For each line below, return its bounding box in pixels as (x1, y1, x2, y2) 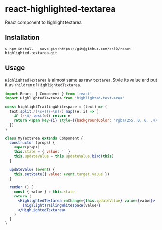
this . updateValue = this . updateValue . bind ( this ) (14, 154, 114, 159)
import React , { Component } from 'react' (5, 91, 92, 96)
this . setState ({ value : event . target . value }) (14, 171, 110, 177)
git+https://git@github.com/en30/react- (50, 46, 133, 51)
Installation (5, 33, 40, 42)
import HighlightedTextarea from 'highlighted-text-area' (5, 96, 125, 100)
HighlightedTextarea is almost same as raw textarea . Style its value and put (5, 77, 158, 82)
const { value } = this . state (14, 189, 75, 195)
